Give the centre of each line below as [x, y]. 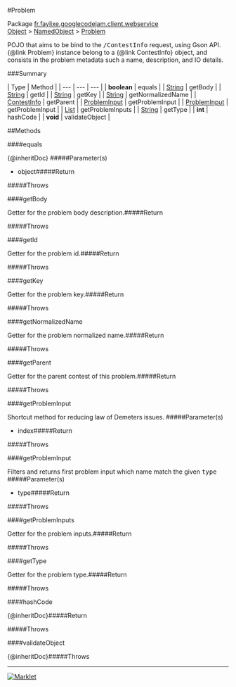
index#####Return [45, 431]
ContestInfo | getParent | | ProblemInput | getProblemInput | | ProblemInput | [118, 102]
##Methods [24, 131]
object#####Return [46, 171]
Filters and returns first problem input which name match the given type [112, 472]
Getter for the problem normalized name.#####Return [86, 335]
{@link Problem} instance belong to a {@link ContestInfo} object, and [107, 52]
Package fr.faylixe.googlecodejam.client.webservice [83, 24]
